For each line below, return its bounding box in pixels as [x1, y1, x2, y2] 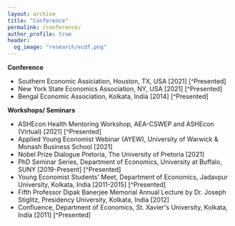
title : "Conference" [7, 17, 69, 24]
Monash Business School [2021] [17, 143, 113, 150]
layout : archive [7, 10, 56, 18]
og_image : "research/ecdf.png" [14, 43, 107, 51]
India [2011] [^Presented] [17, 211, 91, 219]
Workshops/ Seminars [7, 106, 76, 114]
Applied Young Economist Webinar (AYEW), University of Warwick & [17, 135, 219, 143]
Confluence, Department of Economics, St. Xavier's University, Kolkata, [17, 203, 229, 211]
